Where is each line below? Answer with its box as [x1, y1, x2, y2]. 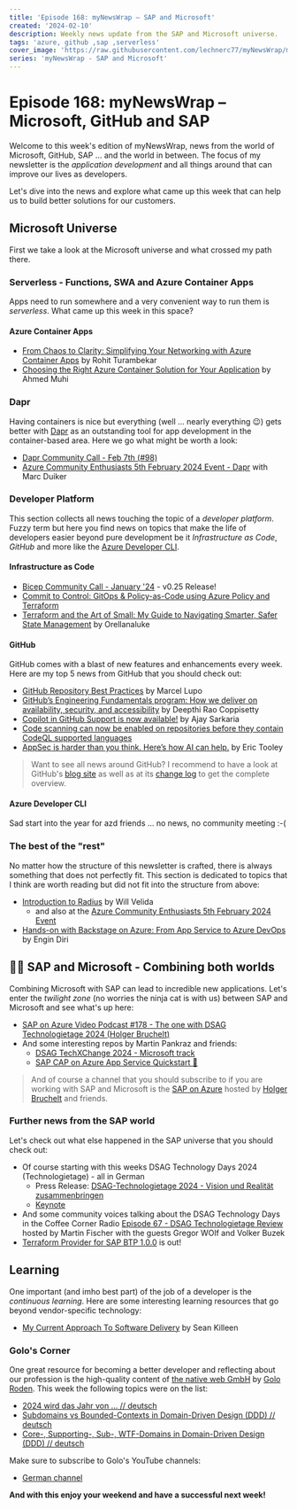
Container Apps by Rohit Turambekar [21, 355, 157, 366]
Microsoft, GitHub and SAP [9, 112, 210, 131]
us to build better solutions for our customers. [9, 195, 176, 206]
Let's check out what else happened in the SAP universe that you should [9, 1135, 274, 1146]
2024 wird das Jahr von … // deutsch [21, 1400, 157, 1411]
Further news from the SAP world [9, 1115, 156, 1127]
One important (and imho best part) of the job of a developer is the [9, 1286, 252, 1296]
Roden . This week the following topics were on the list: [9, 1383, 209, 1394]
